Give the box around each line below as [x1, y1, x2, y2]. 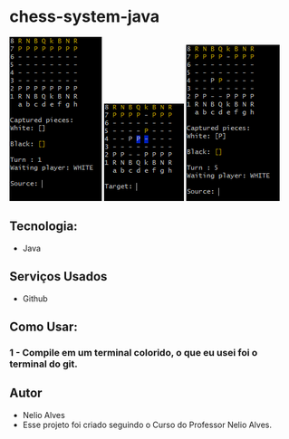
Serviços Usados [9, 269, 108, 284]
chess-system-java [9, 6, 160, 27]
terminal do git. [9, 358, 79, 370]
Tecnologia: [9, 219, 78, 234]
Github [22, 292, 48, 304]
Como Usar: [9, 319, 79, 334]
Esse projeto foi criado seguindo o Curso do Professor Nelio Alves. [22, 419, 273, 430]
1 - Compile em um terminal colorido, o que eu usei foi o [9, 346, 258, 358]
